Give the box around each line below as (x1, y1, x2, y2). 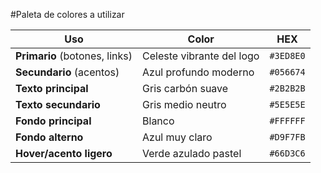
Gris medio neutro (142, 98, 227, 111)
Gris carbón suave (142, 82, 229, 95)
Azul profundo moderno (142, 65, 255, 79)
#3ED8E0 (269, 50, 306, 61)
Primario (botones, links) (15, 49, 133, 63)
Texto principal (15, 82, 89, 95)
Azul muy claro (142, 130, 213, 144)
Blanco (142, 114, 175, 128)
